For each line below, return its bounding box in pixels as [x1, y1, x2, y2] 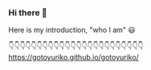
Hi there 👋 [8, 7, 48, 18]
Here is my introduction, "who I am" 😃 [8, 25, 136, 35]
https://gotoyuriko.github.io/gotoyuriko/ [8, 52, 139, 62]
